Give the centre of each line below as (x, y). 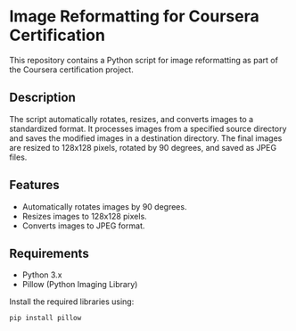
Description (42, 98)
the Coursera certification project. (71, 70)
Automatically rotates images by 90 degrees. (104, 206)
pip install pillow (45, 319)
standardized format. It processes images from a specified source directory (148, 128)
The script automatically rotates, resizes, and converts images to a (132, 119)
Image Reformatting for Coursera (135, 17)
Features (34, 185)
